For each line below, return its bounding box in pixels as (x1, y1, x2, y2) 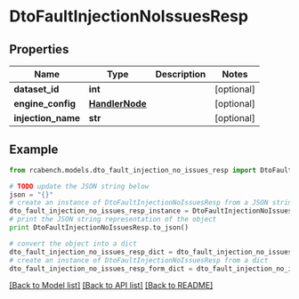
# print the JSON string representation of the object (9, 215, 217, 224)
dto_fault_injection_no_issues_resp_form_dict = (9, 264, 193, 273)
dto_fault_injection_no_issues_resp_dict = (9, 247, 174, 256)
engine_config (13, 98, 77, 109)
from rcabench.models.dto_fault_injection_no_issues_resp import (9, 166, 256, 174)
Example (9, 142, 59, 158)
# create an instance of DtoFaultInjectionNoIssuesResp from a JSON (9, 198, 269, 207)
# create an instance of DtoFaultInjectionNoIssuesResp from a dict (9, 255, 269, 264)
